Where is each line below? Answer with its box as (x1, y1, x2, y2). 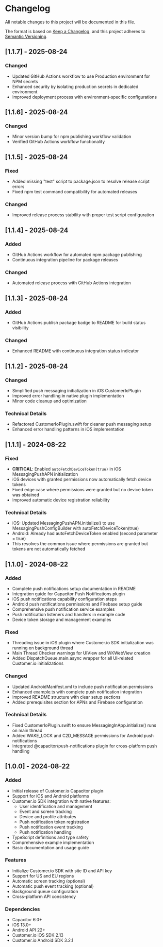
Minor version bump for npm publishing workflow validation (12, 134, 131, 139)
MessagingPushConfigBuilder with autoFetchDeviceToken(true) (12, 525, 139, 531)
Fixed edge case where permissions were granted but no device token (12, 486, 153, 492)
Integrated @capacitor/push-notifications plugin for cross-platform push (12, 743, 157, 749)
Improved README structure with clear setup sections (12, 694, 121, 700)
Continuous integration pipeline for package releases (12, 257, 118, 262)
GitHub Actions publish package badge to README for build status (12, 319, 146, 326)
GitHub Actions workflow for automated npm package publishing (12, 251, 142, 258)
